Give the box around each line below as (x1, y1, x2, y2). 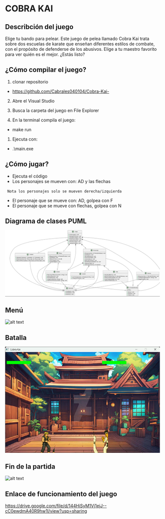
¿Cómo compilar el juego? (5, 66, 87, 74)
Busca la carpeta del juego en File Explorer (12, 107, 99, 113)
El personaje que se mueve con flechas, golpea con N (12, 203, 122, 209)
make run (12, 126, 32, 132)
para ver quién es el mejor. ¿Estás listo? (5, 51, 85, 57)
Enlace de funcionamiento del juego (5, 489, 117, 498)
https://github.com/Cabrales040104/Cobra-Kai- (12, 88, 110, 94)
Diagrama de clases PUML (5, 217, 87, 225)
